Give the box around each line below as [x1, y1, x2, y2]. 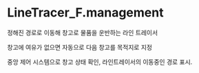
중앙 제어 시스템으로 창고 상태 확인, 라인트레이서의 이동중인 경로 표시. [7, 57, 193, 66]
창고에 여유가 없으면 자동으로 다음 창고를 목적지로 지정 [7, 43, 153, 51]
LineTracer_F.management [7, 5, 164, 21]
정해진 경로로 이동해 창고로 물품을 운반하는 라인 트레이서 [7, 28, 158, 36]
